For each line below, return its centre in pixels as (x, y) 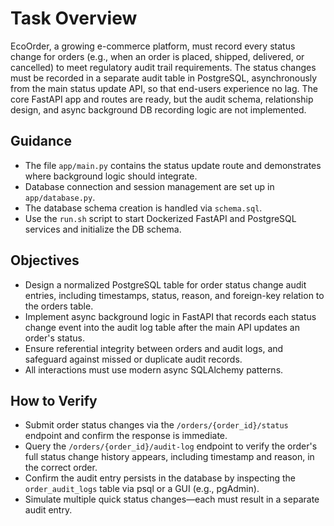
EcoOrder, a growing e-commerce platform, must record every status (153, 46)
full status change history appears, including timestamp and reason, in (169, 457)
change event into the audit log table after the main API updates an (162, 327)
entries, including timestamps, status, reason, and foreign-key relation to (174, 295)
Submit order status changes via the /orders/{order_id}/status (156, 425)
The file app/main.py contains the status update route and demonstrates (173, 165)
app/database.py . (60, 197)
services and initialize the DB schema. (103, 229)
